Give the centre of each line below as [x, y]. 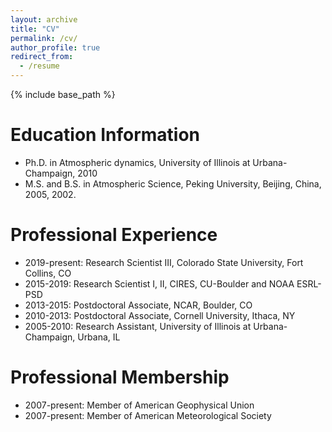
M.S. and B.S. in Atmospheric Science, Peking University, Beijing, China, [173, 183]
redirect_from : [42, 57]
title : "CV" [35, 29]
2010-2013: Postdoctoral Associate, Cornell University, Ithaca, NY [160, 315]
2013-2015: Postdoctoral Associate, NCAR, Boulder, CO [138, 305]
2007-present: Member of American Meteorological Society [148, 415]
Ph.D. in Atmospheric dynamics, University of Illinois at [137, 162]
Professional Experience [114, 235]
